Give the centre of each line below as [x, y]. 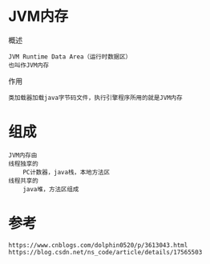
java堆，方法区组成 [51, 189]
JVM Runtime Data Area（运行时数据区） [70, 57]
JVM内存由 [23, 155]
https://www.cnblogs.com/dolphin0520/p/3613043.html [98, 245]
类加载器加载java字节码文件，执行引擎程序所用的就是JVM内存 [95, 98]
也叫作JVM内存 [29, 65]
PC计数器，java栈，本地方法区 [67, 172]
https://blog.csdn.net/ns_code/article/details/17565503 [105, 252]
